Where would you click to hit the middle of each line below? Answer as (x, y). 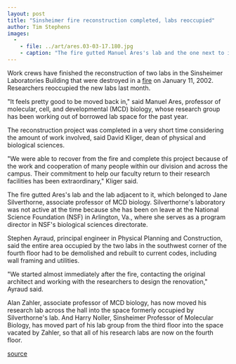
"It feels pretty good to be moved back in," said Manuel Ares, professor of (114, 101)
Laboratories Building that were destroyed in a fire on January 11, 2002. (111, 80)
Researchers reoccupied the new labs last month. (79, 88)
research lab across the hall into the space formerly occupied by (101, 310)
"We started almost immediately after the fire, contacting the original (106, 274)
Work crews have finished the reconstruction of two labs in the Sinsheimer (115, 73)
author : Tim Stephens (39, 27)
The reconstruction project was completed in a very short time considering (116, 130)
